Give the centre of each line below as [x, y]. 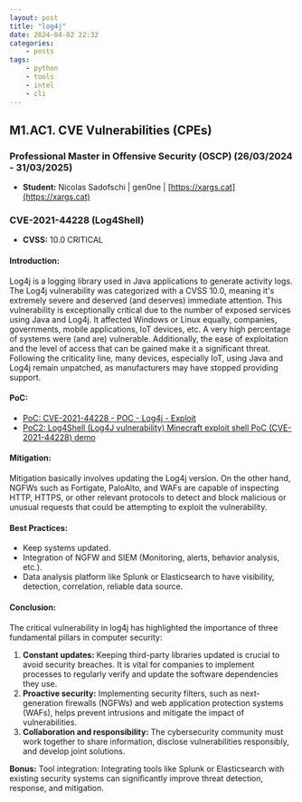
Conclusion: [33, 607]
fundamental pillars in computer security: [86, 637]
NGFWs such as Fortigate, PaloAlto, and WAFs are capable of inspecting [144, 488]
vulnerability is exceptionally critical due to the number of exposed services [150, 310]
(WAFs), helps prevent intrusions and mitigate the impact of [133, 712]
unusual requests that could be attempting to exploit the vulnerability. [138, 507]
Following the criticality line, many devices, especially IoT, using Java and [146, 358]
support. [25, 377]
